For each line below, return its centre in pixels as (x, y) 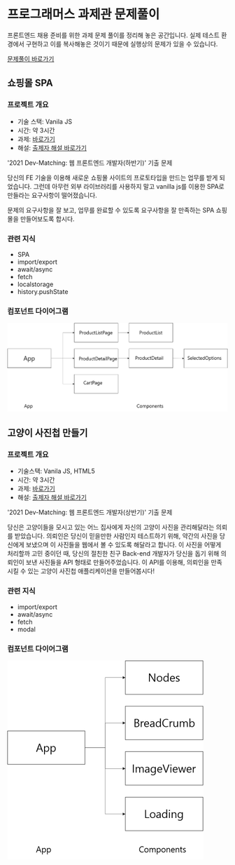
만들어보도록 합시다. (47, 219)
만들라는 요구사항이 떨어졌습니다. (52, 195)
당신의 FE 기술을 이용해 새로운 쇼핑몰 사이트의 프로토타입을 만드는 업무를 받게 (113, 177)
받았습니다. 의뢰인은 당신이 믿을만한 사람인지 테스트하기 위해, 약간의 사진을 (116, 536)
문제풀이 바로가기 (31, 59)
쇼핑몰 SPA (30, 83)
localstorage (35, 284)
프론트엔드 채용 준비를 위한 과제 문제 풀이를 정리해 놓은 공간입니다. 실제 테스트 (114, 35)
